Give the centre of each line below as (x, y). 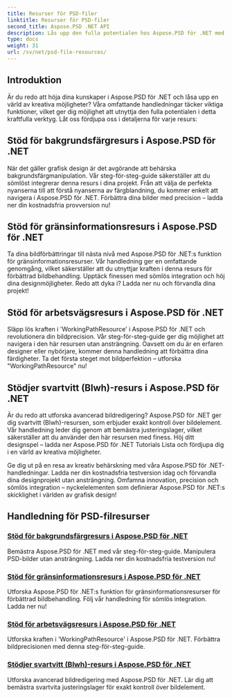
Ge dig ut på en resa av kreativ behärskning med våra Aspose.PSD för (107, 465)
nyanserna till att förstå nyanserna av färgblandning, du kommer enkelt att (113, 190)
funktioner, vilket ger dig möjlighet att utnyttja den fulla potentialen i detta (112, 111)
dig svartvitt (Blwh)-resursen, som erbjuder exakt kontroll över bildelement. (115, 422)
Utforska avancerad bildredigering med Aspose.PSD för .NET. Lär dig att (110, 679)
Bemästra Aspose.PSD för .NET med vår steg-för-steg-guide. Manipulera (111, 551)
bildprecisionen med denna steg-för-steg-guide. (76, 647)
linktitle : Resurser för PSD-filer (59, 20)
